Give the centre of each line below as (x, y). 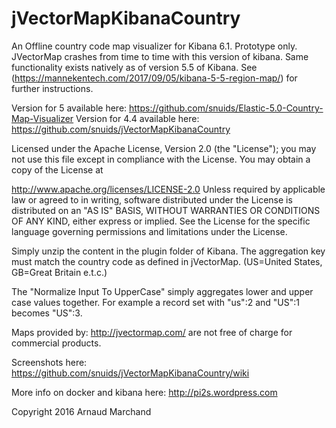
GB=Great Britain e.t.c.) (59, 272)
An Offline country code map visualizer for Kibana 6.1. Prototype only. (154, 46)
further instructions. (52, 88)
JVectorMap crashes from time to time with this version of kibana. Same (160, 56)
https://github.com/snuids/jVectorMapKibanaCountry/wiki (130, 373)
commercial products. (56, 343)
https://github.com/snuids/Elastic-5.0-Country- (226, 108)
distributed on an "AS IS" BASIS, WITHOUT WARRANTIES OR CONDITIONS (166, 210)
